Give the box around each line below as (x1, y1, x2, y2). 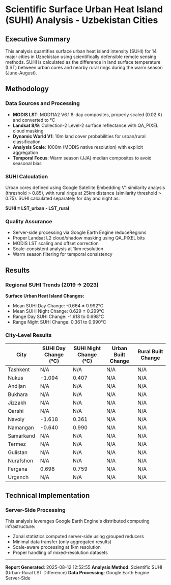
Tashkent (8, 366, 30, 373)
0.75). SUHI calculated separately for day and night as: (5, 195, 120, 201)
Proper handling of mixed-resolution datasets (12, 549, 108, 555)
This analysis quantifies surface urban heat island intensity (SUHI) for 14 (5, 48, 157, 54)
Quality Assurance (5, 218, 52, 225)
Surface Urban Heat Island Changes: (5, 292, 85, 299)
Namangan (8, 424, 34, 431)
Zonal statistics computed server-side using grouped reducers (12, 533, 144, 539)
